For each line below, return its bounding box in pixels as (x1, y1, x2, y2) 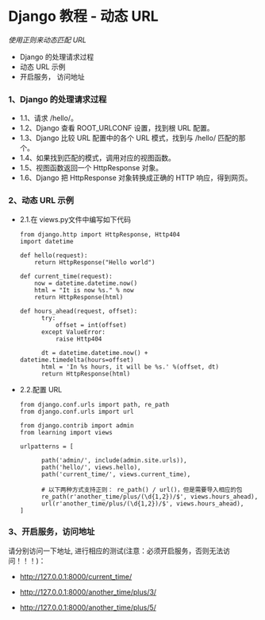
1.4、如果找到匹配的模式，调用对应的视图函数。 (19, 153, 176, 163)
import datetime (19, 237, 74, 245)
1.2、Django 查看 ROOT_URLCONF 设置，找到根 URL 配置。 (19, 123, 214, 133)
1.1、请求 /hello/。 (19, 113, 78, 123)
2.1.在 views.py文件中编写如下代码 (19, 214, 132, 224)
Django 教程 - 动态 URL (8, 7, 159, 25)
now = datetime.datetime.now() (34, 279, 138, 287)
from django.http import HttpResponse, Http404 (19, 230, 180, 239)
